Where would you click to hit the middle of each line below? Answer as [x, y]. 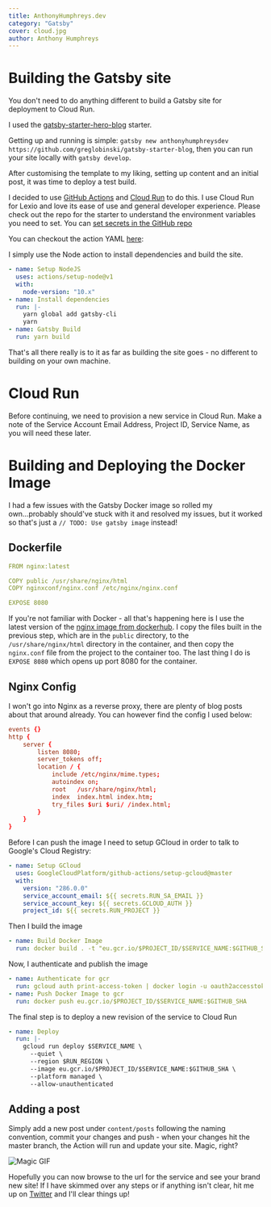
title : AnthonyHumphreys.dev [57, 16]
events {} [25, 729]
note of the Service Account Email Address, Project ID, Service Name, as [129, 424]
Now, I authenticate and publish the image [78, 964]
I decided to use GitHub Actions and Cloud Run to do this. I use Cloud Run [131, 198]
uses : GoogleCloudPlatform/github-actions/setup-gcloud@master [124, 874]
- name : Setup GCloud [45, 866]
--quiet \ [46, 1054]
